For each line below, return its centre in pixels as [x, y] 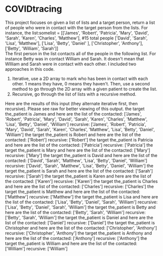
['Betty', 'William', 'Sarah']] [32, 48]
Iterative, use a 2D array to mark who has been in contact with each [80, 79]
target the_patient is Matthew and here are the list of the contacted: [72, 192]
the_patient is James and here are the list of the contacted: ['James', [73, 114]
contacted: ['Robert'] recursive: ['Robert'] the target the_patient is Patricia [79, 139]
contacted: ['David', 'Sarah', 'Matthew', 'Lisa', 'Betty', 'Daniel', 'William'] [76, 160]
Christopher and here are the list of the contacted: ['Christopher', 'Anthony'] [81, 228]
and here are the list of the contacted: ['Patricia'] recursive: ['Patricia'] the [79, 145]
